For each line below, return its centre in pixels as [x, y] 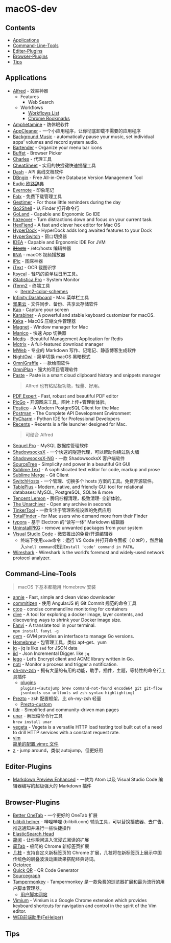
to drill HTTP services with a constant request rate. [66, 732]
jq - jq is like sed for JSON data [45, 648]
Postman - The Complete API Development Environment [72, 413]
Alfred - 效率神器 [30, 91]
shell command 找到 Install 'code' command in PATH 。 [81, 546]
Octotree [22, 865]
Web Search [41, 102]
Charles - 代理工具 [32, 159]
